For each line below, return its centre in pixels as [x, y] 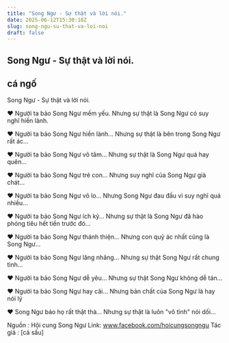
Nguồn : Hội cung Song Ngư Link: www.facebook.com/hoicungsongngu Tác [114, 325]
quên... [17, 162]
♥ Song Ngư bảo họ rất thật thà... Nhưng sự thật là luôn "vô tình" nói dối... [112, 312]
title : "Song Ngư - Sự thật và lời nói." [67, 13]
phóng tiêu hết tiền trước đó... [49, 224]
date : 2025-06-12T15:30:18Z [47, 20]
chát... [16, 182]
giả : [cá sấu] [26, 333]
